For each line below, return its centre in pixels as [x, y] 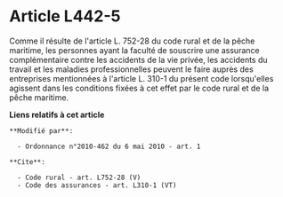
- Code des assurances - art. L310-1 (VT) [97, 185]
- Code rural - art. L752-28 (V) [79, 177]
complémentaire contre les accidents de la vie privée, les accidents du [139, 59]
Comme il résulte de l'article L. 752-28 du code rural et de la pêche [132, 41]
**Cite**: [28, 162]
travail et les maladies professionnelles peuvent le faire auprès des [131, 69]
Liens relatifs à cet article [57, 114]
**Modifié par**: [41, 130]
